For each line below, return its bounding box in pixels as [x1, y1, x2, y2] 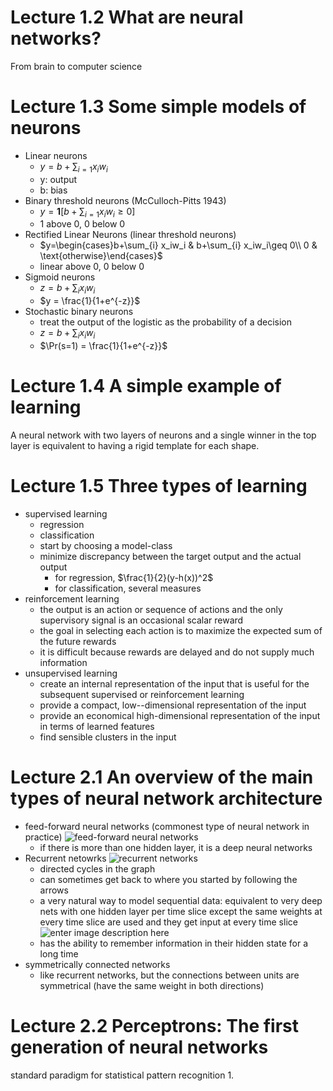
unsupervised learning [24, 667, 118, 679]
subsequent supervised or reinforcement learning [39, 688, 245, 700]
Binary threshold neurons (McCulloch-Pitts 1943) [24, 194, 227, 206]
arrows [39, 884, 69, 896]
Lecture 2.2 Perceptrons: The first [10, 1015, 300, 1038]
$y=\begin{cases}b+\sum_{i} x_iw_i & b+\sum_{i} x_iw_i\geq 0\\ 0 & [39, 239, 318, 251]
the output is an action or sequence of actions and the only [39, 603, 283, 615]
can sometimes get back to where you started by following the [39, 873, 298, 885]
